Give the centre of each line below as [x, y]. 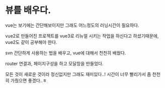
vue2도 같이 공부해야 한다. [31, 42]
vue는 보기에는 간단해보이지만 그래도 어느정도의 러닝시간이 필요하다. [72, 25]
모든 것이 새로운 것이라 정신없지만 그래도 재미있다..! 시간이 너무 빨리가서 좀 [78, 74]
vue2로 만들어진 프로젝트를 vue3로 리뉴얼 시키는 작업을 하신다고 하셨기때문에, [82, 36]
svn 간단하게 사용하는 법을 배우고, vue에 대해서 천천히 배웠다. [66, 53]
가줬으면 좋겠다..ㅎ [28, 80]
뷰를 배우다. [28, 10]
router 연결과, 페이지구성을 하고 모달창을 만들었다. [55, 63]
